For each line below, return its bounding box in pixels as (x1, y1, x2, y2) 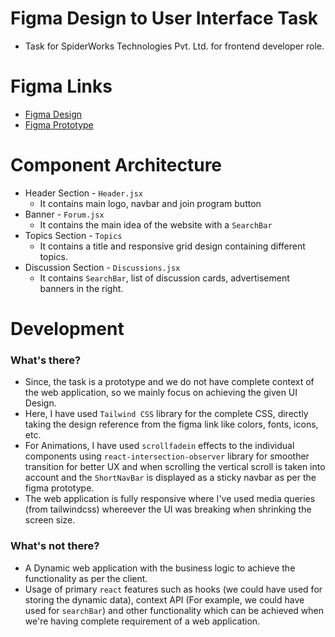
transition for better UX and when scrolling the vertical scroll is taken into (24, 461, 326, 473)
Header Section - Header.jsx (24, 187, 143, 199)
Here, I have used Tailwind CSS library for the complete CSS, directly (24, 408, 309, 420)
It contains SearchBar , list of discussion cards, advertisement (39, 272, 290, 284)
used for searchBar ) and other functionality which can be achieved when (24, 604, 324, 616)
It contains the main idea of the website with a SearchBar (39, 218, 273, 231)
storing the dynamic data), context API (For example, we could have (24, 593, 305, 606)
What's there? (10, 353, 82, 367)
